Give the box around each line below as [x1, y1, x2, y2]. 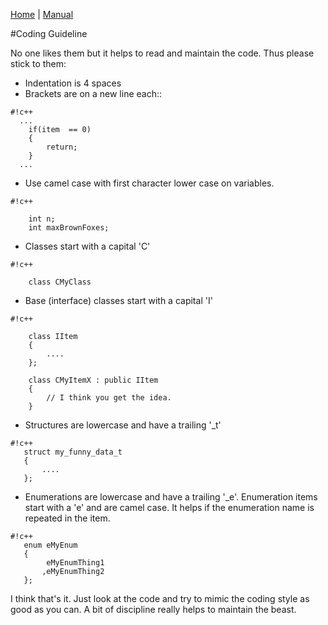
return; [46, 142, 78, 152]
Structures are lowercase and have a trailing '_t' [24, 419, 222, 431]
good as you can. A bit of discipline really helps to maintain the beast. [10, 604, 297, 615]
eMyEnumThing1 [46, 558, 105, 568]
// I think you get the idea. [46, 393, 172, 403]
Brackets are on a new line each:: [24, 88, 163, 99]
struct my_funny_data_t [23, 447, 123, 457]
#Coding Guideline [10, 28, 88, 39]
